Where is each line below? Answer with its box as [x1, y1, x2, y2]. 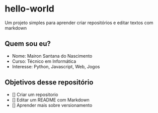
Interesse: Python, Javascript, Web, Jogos [12, 63, 100, 69]
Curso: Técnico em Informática [12, 58, 76, 64]
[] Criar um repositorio [12, 91, 58, 97]
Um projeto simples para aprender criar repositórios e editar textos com [5, 20, 154, 26]
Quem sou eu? [5, 40, 51, 48]
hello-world [5, 3, 55, 15]
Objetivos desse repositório [5, 78, 94, 87]
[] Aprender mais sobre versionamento [12, 102, 93, 108]
